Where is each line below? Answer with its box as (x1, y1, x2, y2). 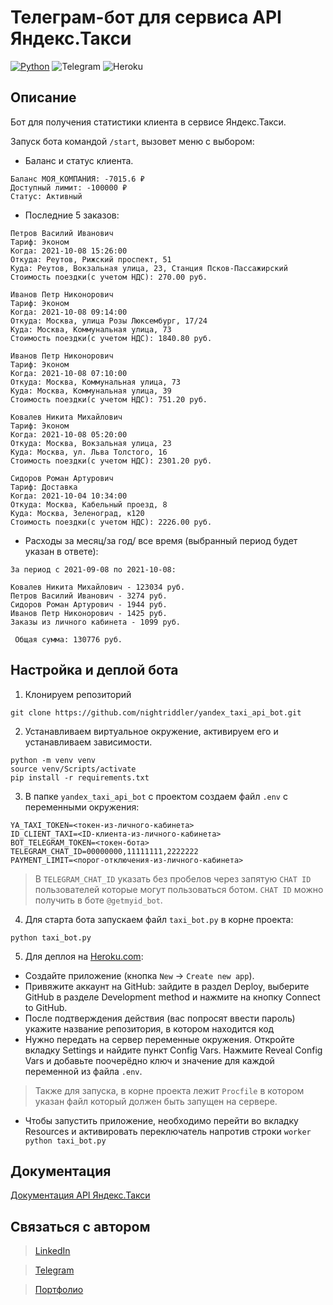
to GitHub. (24, 1001, 68, 1013)
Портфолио (34, 1284, 84, 1296)
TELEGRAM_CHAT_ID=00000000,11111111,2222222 (10, 846, 199, 856)
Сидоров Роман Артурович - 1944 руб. (10, 599, 168, 610)
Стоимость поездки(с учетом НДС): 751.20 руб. (10, 394, 208, 405)
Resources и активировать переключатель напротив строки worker (24, 1125, 312, 1137)
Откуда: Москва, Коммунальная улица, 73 (10, 377, 182, 387)
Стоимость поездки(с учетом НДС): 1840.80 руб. (10, 333, 213, 343)
